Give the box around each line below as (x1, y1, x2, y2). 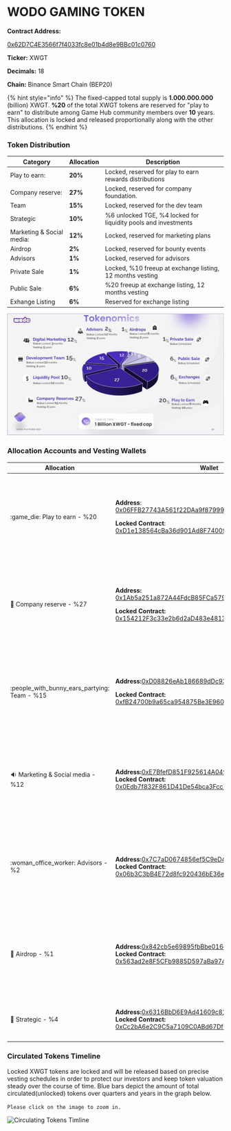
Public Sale (10, 284, 42, 293)
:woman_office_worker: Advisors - (10, 858, 108, 867)
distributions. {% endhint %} (7, 123, 88, 131)
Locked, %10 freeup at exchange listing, (104, 264, 220, 272)
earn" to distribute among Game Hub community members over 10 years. (7, 108, 215, 116)
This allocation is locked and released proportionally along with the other (7, 115, 213, 124)
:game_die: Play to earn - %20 (10, 512, 98, 520)
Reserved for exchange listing (104, 297, 190, 306)
